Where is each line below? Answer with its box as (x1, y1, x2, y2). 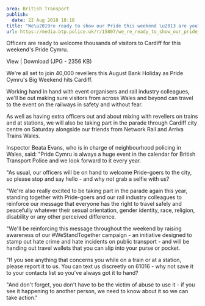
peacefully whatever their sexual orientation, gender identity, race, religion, (6, 206, 195, 214)
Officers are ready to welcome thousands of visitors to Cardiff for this (6, 40, 181, 47)
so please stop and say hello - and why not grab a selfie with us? (6, 175, 170, 183)
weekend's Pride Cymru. (6, 46, 68, 53)
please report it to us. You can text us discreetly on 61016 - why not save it (6, 263, 193, 270)
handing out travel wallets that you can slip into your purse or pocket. (6, 244, 181, 252)
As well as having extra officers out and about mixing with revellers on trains (6, 113, 198, 120)
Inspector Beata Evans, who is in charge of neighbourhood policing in (6, 144, 182, 151)
